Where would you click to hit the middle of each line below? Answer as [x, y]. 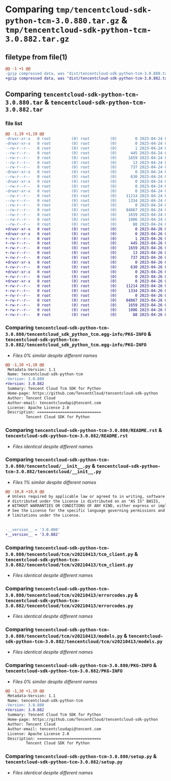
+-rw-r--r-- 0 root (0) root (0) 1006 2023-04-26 [84, 310]
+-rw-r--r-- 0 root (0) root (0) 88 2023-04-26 [84, 315]
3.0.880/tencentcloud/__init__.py [48, 466]
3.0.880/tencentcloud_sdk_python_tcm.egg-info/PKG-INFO [76, 334]
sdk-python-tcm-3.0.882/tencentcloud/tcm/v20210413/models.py [84, 642]
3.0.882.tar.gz [37, 39]
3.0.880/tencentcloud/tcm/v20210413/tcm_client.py [69, 554]
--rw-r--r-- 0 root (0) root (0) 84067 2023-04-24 [84, 210]
